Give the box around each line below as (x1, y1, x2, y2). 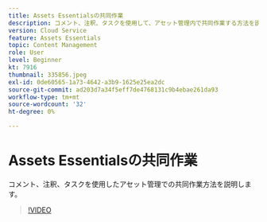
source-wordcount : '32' (8, 100, 87, 108)
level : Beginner (8, 56, 62, 64)
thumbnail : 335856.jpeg (8, 71, 87, 79)
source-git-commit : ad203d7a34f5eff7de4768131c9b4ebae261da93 (8, 85, 219, 94)
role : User (8, 49, 44, 56)
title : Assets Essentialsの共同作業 (8, 11, 124, 20)
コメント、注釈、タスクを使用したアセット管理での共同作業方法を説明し (8, 179, 245, 189)
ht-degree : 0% (8, 108, 56, 116)
